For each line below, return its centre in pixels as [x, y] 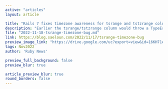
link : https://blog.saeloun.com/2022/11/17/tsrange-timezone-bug [74, 37]
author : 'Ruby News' [27, 51]
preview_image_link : [27, 42]
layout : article [22, 14]
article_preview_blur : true [34, 74]
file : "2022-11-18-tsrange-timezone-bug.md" [52, 33]
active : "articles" [25, 10]
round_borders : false [28, 79]
